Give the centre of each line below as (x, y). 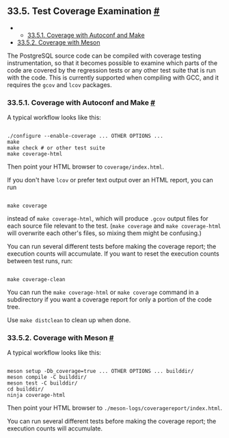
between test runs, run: (40, 261)
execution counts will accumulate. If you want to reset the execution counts (113, 254)
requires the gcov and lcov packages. (60, 84)
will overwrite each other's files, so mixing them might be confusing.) (104, 233)
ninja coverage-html (37, 396)
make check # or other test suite (56, 148)
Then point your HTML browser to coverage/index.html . (86, 167)
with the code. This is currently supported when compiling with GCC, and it (113, 77)
